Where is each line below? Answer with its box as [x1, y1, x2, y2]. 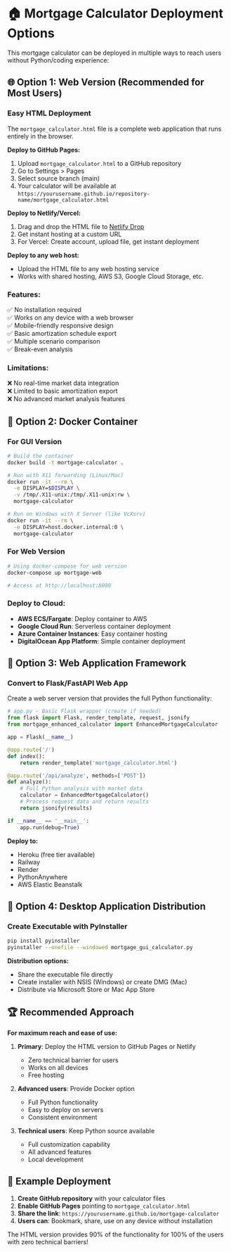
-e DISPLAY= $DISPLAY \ [13, 485, 80, 492]
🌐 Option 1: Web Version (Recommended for [7, 77, 205, 89]
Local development [27, 1155, 84, 1163]
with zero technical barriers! [7, 1237, 89, 1246]
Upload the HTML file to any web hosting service [17, 264, 159, 273]
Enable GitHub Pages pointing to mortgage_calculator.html [17, 1201, 191, 1210]
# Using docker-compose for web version [7, 563, 128, 570]
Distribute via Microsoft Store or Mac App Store [17, 985, 155, 993]
